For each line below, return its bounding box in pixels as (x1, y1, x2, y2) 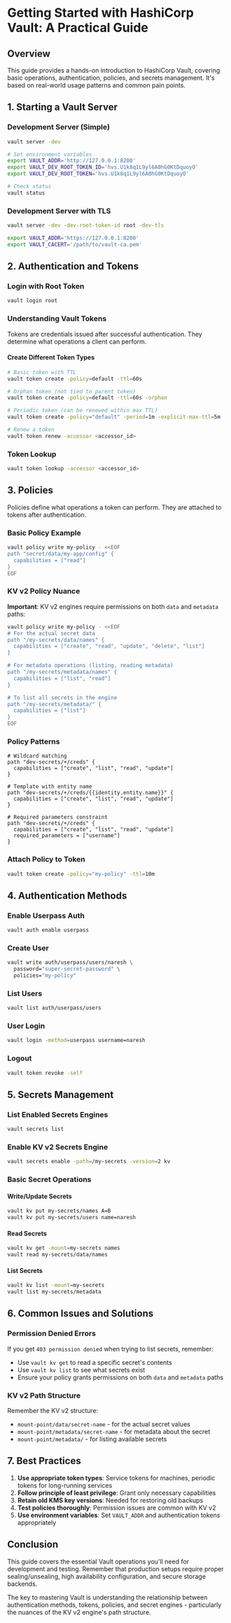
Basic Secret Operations (7, 1174, 92, 1184)
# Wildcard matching (7, 752, 68, 760)
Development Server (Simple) (7, 122, 111, 132)
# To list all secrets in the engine (7, 694, 118, 701)
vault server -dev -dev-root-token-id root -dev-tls (7, 222, 164, 229)
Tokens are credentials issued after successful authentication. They (7, 330, 203, 338)
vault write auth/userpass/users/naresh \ (7, 959, 133, 967)
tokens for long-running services (17, 1481, 113, 1489)
